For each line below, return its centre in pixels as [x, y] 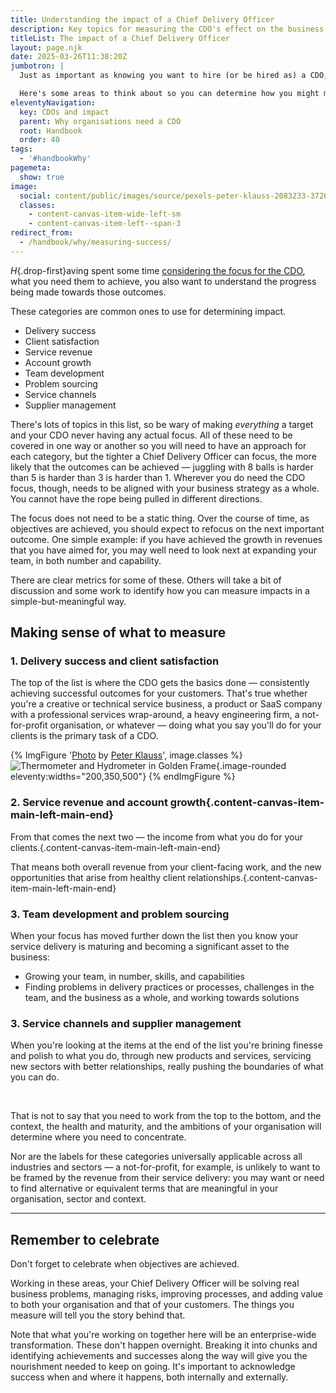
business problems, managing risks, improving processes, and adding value [167, 1294]
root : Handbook [51, 131]
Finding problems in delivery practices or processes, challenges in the [169, 987]
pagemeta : [31, 168]
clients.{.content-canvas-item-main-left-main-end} [116, 847]
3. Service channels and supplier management [126, 1023]
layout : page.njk [46, 47]
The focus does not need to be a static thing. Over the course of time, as [160, 518]
